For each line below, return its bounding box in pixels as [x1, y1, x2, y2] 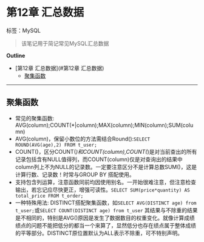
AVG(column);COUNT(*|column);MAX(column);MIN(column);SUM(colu [15, 121, 194, 128]
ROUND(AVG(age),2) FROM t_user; [15, 142, 97, 148]
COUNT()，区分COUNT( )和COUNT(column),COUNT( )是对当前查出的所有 [15, 148, 197, 155]
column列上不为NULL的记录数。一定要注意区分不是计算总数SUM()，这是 [15, 163, 197, 170]
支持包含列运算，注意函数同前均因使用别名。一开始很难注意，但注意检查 [15, 178, 196, 185]
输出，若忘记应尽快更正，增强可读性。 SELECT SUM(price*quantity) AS [15, 186, 190, 193]
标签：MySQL [6, 27, 41, 34]
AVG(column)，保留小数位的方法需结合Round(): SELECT [15, 135, 151, 142]
